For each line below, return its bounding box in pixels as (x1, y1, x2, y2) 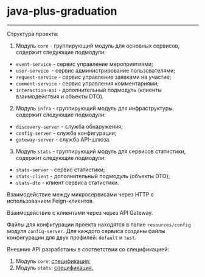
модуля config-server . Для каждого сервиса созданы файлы (7, 227, 165, 234)
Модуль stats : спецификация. (15, 264, 94, 271)
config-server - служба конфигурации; (15, 129, 117, 137)
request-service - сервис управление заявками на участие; (15, 73, 172, 81)
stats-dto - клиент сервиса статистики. (15, 179, 119, 186)
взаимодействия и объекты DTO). (15, 93, 104, 100)
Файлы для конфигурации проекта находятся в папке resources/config (7, 221, 191, 228)
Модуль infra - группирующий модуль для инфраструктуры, (15, 104, 175, 112)
